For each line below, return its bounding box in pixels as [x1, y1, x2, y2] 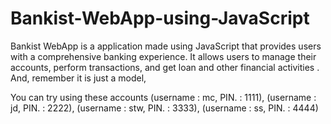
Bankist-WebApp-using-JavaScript [10, 7, 310, 30]
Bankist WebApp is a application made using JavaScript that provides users [10, 40, 322, 52]
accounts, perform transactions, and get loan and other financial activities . [10, 61, 320, 73]
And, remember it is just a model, [10, 72, 147, 84]
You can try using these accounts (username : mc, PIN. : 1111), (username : [10, 91, 317, 103]
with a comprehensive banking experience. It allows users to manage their [10, 50, 317, 62]
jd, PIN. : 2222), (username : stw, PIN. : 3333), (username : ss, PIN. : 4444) [10, 102, 319, 114]
